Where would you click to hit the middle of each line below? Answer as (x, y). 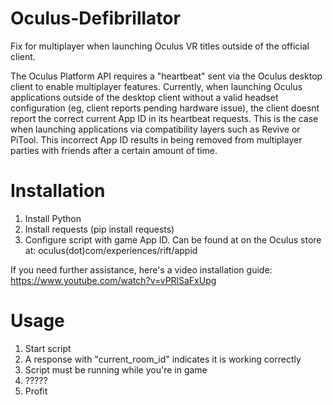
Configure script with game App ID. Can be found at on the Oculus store (173, 239)
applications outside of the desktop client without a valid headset (144, 97)
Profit (36, 391)
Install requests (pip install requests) (99, 229)
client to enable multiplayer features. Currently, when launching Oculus (156, 86)
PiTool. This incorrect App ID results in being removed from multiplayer (156, 139)
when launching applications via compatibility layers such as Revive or (155, 129)
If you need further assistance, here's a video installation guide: (141, 269)
